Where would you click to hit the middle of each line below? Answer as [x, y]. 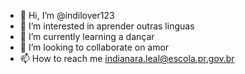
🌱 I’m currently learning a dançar [87, 36]
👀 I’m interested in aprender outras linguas [107, 26]
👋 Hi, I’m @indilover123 [67, 15]
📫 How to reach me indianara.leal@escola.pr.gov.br [127, 58]
